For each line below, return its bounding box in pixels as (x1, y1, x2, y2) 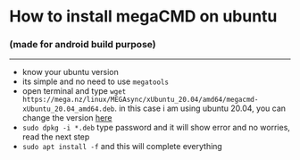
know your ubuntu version (21, 67, 119, 78)
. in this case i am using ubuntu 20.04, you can (114, 103, 287, 114)
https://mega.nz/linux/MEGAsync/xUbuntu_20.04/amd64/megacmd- (21, 96, 259, 105)
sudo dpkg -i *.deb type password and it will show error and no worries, (21, 122, 290, 133)
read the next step (21, 131, 90, 142)
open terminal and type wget (21, 86, 127, 97)
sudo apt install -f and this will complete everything (21, 141, 223, 152)
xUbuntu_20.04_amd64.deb (21, 105, 115, 114)
